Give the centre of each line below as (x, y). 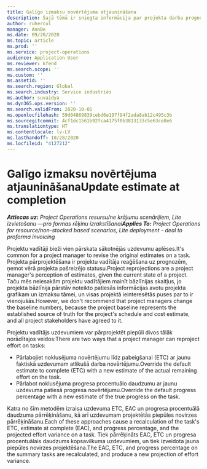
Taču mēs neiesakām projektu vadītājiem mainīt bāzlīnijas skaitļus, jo (94, 281)
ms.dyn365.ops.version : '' (41, 103)
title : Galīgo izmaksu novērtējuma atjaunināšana (72, 12)
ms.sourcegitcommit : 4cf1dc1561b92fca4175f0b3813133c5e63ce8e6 (90, 120)
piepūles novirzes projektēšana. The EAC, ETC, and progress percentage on (103, 447)
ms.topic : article (30, 41)
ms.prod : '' (22, 47)
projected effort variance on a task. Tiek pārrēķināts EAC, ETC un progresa (102, 435)
